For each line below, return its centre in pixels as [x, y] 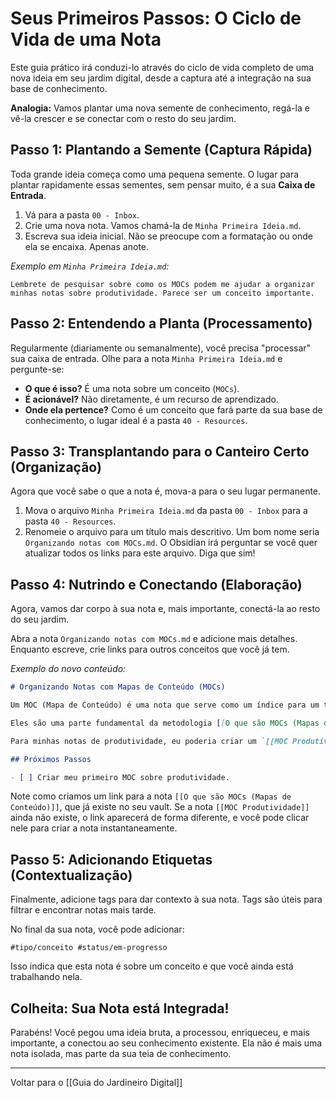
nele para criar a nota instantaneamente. [94, 828]
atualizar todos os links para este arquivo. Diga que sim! [140, 553]
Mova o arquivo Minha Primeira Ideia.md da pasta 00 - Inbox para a [166, 511]
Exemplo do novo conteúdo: [68, 669]
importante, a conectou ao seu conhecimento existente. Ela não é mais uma [166, 1043]
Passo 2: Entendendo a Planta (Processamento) [161, 323]
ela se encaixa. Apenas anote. [86, 246]
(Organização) [56, 467]
